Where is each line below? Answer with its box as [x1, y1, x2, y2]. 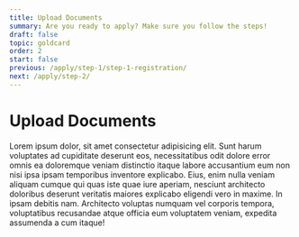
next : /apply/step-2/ [9, 72, 91, 81]
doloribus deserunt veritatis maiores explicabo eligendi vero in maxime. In [9, 188, 284, 199]
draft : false [9, 30, 59, 39]
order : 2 [9, 47, 42, 56]
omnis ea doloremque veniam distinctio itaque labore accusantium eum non [9, 160, 291, 170]
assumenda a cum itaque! [9, 217, 105, 228]
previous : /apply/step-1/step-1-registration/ [9, 64, 187, 73]
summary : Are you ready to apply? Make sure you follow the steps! [9, 22, 268, 31]
